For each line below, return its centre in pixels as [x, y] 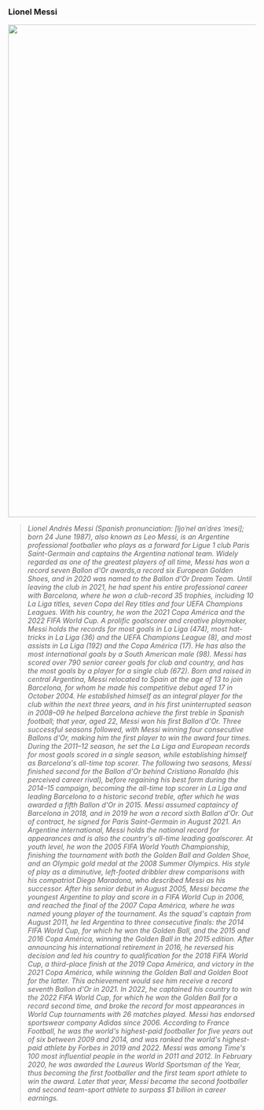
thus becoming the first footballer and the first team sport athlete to [137, 1073]
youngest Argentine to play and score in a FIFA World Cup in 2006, [136, 897]
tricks [37, 638]
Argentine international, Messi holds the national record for [123, 830]
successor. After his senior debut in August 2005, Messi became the [138, 888]
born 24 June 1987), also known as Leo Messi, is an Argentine [128, 537]
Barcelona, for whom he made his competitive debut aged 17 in [130, 687]
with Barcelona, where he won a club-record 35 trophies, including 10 [140, 596]
